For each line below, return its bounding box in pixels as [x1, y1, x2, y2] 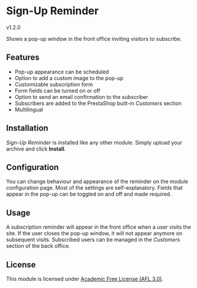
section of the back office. [6, 242, 70, 249]
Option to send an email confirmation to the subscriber [14, 93, 148, 100]
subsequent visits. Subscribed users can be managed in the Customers [6, 236, 180, 244]
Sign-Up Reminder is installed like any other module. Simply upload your [6, 139, 182, 146]
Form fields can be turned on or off [14, 87, 101, 94]
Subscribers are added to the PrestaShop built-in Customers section [14, 100, 182, 107]
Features [6, 52, 40, 63]
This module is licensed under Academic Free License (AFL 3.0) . [6, 276, 164, 282]
